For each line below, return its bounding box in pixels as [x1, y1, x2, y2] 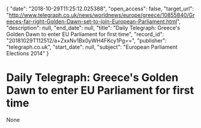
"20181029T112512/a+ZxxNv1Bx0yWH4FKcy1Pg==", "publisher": [6, 37, 167, 44]
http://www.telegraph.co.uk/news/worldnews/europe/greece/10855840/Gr [8, 11, 195, 19]
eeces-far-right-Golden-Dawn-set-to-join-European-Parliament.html [6, 18, 177, 25]
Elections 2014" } [6, 50, 49, 56]
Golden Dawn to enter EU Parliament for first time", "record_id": [6, 31, 164, 38]
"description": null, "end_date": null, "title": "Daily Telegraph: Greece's [6, 24, 180, 31]
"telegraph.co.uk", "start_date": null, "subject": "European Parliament [6, 43, 178, 50]
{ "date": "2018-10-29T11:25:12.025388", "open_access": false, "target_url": [6, 5, 194, 12]
